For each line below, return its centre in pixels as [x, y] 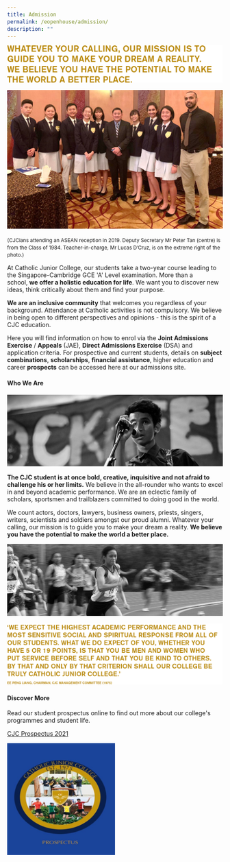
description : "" [30, 29]
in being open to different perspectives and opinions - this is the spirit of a [112, 318]
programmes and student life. [49, 721]
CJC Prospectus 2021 [38, 734]
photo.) [16, 255]
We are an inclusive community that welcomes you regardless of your [107, 303]
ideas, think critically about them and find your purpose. [86, 290]
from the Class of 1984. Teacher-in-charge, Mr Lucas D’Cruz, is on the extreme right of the [114, 248]
